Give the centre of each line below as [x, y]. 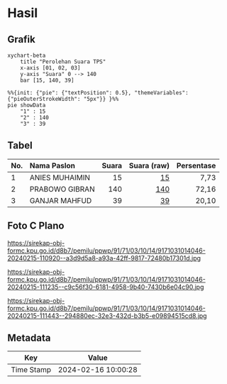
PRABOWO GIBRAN [62, 189]
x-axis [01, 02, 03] [50, 68]
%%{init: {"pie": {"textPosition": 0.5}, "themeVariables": [98, 93]
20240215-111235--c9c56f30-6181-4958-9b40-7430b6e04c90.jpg [106, 287]
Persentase [196, 165]
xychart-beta [27, 55]
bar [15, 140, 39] [47, 80]
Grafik [21, 39]
